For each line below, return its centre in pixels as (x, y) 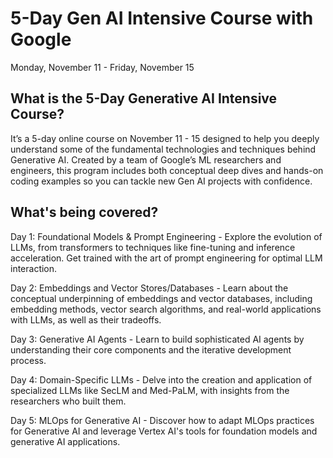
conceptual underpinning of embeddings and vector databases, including (161, 298)
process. (28, 360)
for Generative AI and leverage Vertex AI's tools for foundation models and (164, 431)
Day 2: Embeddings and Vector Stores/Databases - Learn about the (149, 288)
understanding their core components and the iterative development (151, 349)
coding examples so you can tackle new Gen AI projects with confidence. (161, 181)
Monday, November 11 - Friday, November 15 (102, 67)
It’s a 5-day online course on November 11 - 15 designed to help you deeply (165, 138)
